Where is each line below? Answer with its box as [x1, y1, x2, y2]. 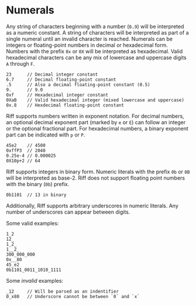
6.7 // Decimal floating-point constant [6, 77, 116, 83]
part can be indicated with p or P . [6, 131, 85, 138]
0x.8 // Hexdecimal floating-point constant [6, 102, 125, 108]
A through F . [6, 60, 35, 67]
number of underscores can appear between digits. [6, 208, 130, 215]
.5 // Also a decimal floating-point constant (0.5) [6, 81, 150, 88]
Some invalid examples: [6, 277, 63, 284]
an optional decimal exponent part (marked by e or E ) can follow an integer [6, 118, 186, 126]
